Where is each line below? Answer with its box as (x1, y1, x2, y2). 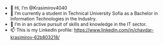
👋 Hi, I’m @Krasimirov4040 (10, 5, 67, 11)
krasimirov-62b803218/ (10, 34, 60, 40)
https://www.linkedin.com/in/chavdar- (74, 27, 154, 33)
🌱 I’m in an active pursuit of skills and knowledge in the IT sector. (10, 21, 147, 27)
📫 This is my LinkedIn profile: (10, 27, 73, 33)
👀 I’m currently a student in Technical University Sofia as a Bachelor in (10, 10, 158, 16)
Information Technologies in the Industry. (10, 16, 97, 21)
